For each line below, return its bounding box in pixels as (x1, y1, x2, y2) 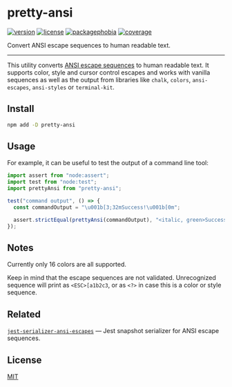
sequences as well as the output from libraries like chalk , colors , (7, 75, 191, 84)
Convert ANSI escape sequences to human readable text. (7, 41, 171, 49)
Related (7, 308, 41, 320)
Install (7, 103, 35, 115)
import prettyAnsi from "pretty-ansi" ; (7, 185, 122, 192)
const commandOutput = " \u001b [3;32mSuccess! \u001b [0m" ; (13, 204, 181, 211)
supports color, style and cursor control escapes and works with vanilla (7, 68, 211, 77)
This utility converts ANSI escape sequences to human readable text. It (7, 61, 209, 69)
